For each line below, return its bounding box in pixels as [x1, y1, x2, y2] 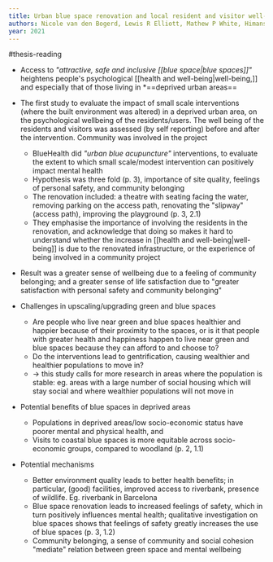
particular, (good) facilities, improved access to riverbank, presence [32, 484, 260, 494]
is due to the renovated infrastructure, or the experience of [58, 244, 256, 253]
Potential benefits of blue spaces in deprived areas [19, 402, 191, 412]
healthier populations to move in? [32, 360, 144, 371]
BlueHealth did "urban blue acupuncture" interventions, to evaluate [32, 148, 258, 159]
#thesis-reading [8, 50, 63, 59]
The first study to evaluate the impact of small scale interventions [19, 99, 240, 108]
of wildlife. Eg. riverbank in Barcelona [32, 493, 158, 503]
